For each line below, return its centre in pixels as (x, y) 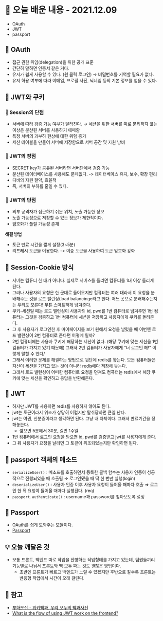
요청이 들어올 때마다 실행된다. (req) (61, 491)
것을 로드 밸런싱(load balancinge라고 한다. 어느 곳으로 (81, 298)
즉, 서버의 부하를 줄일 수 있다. (40, 186)
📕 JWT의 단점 (21, 200)
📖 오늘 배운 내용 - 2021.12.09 (61, 10)
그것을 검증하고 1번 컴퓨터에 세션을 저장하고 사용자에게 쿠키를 (83, 317)
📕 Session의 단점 (25, 112)
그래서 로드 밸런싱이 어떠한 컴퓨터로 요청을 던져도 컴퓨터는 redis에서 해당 (81, 372)
